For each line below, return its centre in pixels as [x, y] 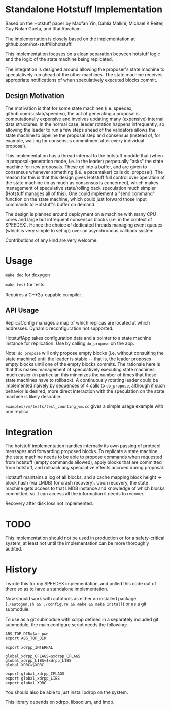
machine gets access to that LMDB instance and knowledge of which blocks [85, 488]
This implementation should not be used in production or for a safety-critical [85, 538]
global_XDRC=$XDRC [25, 665]
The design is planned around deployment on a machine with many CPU [81, 214]
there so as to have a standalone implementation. [57, 589]
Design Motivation [35, 96]
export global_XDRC [26, 683]
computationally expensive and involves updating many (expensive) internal [84, 119]
